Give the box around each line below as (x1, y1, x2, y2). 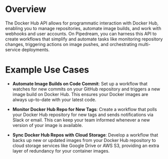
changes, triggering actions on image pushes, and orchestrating (5, 41, 137, 47)
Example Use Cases (5, 64, 89, 75)
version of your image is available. (12, 122, 83, 128)
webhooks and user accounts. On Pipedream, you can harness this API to (5, 30, 157, 36)
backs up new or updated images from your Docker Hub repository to (12, 137, 156, 143)
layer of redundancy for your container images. (12, 147, 110, 153)
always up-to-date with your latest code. (12, 96, 96, 102)
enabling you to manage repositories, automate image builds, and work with (5, 25, 161, 31)
